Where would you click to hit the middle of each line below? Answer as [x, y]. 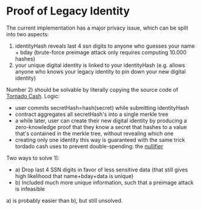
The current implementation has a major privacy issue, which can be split [97, 28]
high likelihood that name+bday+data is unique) [74, 176]
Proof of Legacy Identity [68, 11]
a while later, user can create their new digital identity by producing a [101, 120]
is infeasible [30, 189]
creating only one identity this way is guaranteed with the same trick [100, 139]
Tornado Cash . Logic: [33, 96]
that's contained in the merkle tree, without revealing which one [94, 133]
